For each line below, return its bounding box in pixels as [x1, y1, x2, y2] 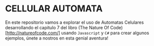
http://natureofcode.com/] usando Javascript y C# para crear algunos [6, 30, 150, 36]
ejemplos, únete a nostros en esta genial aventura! [5, 35, 108, 41]
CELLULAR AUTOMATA [5, 3, 103, 14]
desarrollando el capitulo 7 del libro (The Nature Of [5, 24, 109, 30]
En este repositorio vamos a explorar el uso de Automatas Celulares [5, 19, 144, 25]
